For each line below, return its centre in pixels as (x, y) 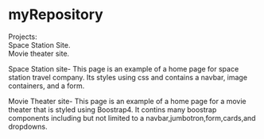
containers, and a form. (47, 86)
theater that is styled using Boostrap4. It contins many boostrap (113, 110)
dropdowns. (28, 126)
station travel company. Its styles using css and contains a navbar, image (128, 77)
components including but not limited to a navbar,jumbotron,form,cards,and (132, 118)
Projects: (23, 37)
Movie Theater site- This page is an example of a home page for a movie (127, 101)
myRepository (56, 15)
